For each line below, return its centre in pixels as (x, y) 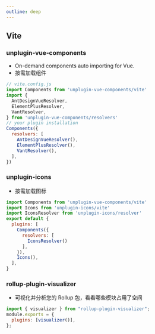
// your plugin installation (42, 123)
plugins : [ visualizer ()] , (44, 320)
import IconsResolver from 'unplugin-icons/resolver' (74, 213)
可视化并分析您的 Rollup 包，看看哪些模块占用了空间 (78, 298)
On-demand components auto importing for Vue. (75, 66)
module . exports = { (30, 315)
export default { (28, 219)
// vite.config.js (29, 84)
